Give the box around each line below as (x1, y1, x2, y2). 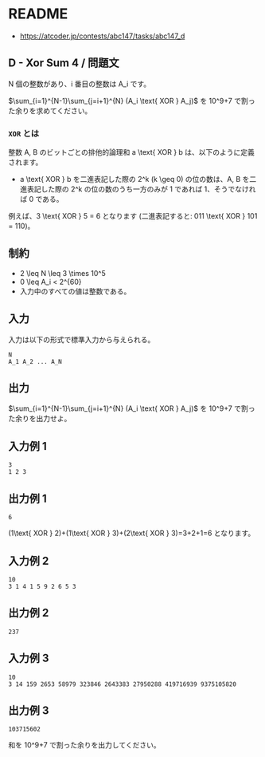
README (8, 5, 68, 23)
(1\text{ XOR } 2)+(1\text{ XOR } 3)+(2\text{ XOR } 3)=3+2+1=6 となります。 (8, 528, 255, 538)
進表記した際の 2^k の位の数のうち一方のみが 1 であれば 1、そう (19, 184, 228, 194)
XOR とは (8, 128, 40, 139)
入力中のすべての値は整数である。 (19, 286, 131, 296)
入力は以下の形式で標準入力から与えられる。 (8, 334, 155, 344)
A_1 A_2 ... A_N (8, 357, 62, 365)
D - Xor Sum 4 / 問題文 (8, 57, 119, 70)
